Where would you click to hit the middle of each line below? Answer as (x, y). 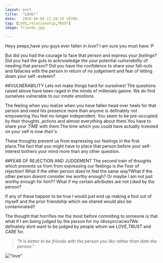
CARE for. (15, 232)
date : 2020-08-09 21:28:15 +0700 (41, 19)
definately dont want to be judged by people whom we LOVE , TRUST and (78, 227)
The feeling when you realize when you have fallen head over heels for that (81, 106)
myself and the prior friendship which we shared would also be (68, 201)
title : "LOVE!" (21, 14)
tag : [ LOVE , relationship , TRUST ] (38, 23)
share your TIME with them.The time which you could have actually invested (81, 126)
